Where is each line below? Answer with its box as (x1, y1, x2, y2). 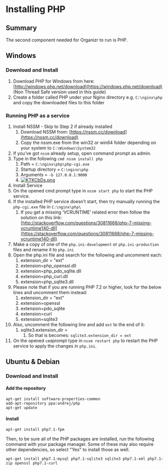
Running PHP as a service (6, 112, 70, 119)
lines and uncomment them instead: (13, 289, 88, 295)
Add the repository (6, 385, 46, 391)
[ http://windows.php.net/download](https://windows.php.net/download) (13, 83, 162, 89)
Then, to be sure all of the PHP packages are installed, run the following (6, 436, 154, 442)
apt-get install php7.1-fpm (6, 427, 65, 432)
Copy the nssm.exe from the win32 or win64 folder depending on (20, 140, 156, 146)
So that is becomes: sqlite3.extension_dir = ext (28, 332, 131, 338)
